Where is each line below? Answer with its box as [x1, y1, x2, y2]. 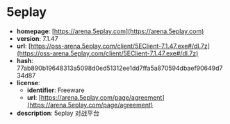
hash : [16, 56, 34, 64]
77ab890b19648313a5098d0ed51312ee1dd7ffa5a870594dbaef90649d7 [16, 64, 223, 72]
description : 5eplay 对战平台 [16, 109, 100, 117]
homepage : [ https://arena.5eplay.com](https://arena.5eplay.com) [16, 27, 204, 35]
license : [16, 78, 40, 87]
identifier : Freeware [26, 86, 85, 94]
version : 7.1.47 [16, 34, 58, 42]
